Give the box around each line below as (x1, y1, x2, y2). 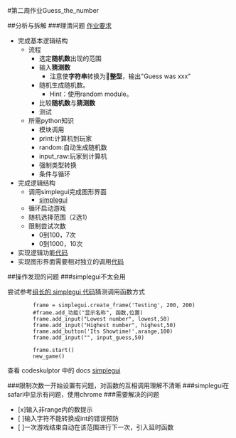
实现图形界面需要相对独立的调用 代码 (17, 257, 124, 265)
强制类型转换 (38, 161, 77, 169)
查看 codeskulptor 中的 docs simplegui (7, 366, 121, 375)
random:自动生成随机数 (38, 143, 108, 151)
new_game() (33, 353, 65, 360)
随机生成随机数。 (38, 81, 90, 89)
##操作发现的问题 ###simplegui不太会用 (7, 272, 126, 281)
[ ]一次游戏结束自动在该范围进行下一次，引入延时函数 (17, 423, 174, 432)
